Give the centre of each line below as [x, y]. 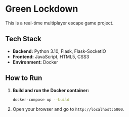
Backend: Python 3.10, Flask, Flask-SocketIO [59, 51]
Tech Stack [23, 39]
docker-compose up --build [41, 100]
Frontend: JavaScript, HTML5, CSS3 [51, 56]
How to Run [24, 78]
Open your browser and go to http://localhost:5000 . [68, 109]
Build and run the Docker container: [51, 90]
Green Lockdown [42, 9]
